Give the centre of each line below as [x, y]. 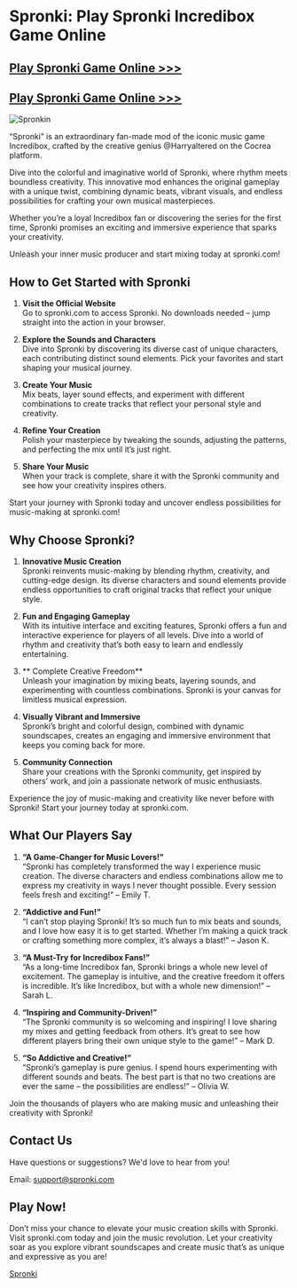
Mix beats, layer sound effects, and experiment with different [133, 395]
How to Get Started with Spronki [100, 282]
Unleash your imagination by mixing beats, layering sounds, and [139, 681]
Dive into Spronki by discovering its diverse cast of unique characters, [150, 349]
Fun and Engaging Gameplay [76, 616]
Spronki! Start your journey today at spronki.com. [99, 808]
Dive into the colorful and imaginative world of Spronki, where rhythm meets [148, 173]
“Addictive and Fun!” [61, 912]
